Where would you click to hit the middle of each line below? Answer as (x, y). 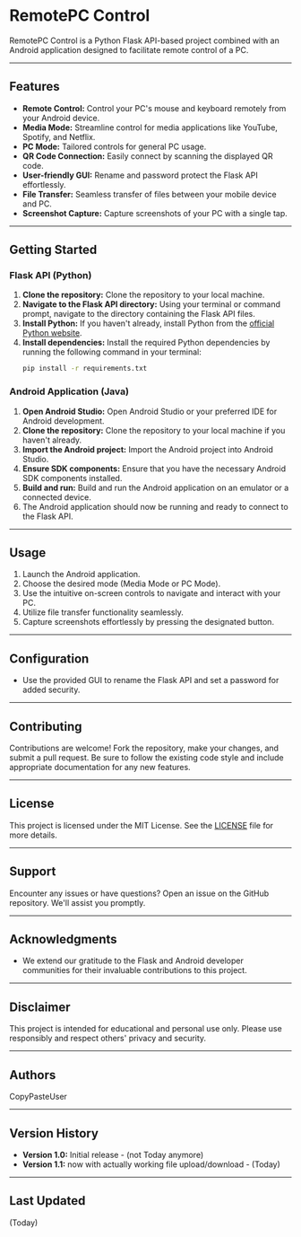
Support (33, 872)
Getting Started (53, 250)
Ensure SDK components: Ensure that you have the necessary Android (154, 469)
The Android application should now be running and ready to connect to (155, 506)
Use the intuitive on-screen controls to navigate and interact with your (151, 593)
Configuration (49, 658)
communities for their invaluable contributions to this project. (135, 970)
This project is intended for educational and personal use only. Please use (146, 1029)
